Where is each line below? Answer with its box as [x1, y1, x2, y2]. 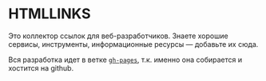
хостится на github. [8, 63, 74, 72]
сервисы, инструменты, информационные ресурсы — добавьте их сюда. [8, 39, 259, 48]
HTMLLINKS [8, 5, 91, 23]
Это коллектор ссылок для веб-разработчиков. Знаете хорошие [8, 31, 229, 40]
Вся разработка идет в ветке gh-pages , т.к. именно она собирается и [8, 55, 242, 64]
